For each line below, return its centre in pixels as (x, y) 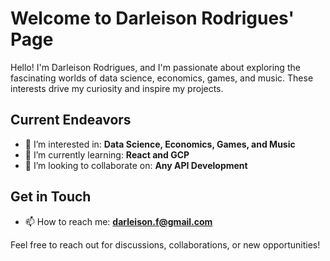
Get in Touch (51, 197)
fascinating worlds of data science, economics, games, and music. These (162, 78)
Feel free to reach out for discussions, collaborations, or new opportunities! (165, 244)
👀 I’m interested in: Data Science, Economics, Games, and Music (160, 144)
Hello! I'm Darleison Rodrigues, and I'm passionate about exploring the (155, 67)
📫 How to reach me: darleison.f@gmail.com (118, 221)
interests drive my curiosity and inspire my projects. (117, 88)
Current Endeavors (71, 120)
